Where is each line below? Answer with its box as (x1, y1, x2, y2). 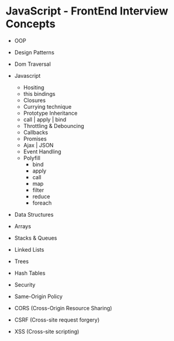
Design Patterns (14, 48, 55, 56)
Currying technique (23, 103, 72, 110)
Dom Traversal (14, 60, 51, 68)
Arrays (14, 222, 31, 230)
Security (14, 281, 36, 288)
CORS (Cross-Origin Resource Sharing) (14, 304, 113, 311)
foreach (32, 199, 52, 206)
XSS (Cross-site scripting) (14, 328, 79, 335)
